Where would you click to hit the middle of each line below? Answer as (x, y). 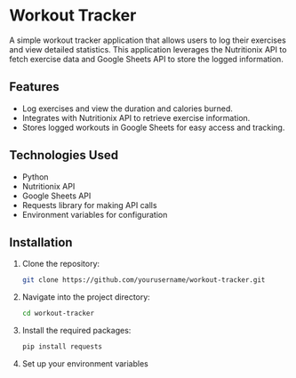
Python (35, 177)
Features (34, 87)
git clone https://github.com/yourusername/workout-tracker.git (144, 280)
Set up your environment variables (85, 364)
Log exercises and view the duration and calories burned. (128, 109)
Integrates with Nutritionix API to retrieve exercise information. (136, 117)
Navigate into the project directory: (86, 297)
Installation (41, 242)
